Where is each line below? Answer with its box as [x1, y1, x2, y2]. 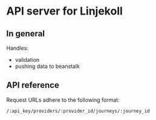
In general [6, 28, 45, 39]
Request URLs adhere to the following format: [6, 96, 120, 104]
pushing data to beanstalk [15, 62, 80, 70]
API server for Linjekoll [6, 4, 123, 18]
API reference [6, 80, 59, 90]
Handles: [6, 44, 29, 52]
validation [15, 56, 40, 63]
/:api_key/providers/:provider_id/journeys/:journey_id [6, 108, 150, 114]
